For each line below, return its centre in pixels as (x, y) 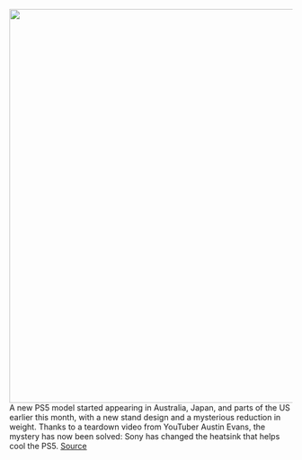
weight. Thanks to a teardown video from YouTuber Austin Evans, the (138, 427)
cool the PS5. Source (48, 446)
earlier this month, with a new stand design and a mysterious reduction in (145, 417)
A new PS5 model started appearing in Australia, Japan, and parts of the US (150, 408)
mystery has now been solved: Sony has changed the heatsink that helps (145, 436)
